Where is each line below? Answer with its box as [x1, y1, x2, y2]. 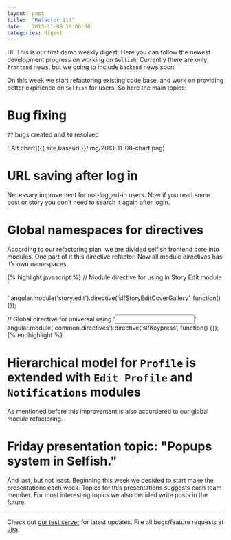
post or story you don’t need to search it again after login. [7, 198, 170, 207]
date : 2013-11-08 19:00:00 [7, 23, 91, 30]
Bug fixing [7, 108, 67, 123]
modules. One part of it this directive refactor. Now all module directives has [7, 252, 223, 261]
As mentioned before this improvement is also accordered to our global [7, 408, 209, 415]
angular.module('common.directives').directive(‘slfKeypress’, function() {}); [7, 323, 219, 332]
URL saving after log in [7, 168, 139, 183]
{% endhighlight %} [7, 331, 63, 339]
